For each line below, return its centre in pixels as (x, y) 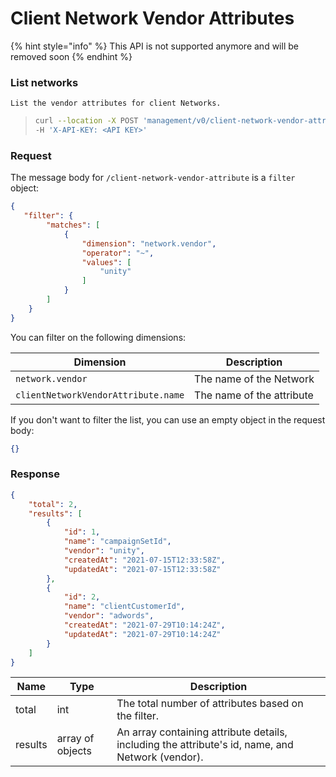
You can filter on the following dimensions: (98, 337)
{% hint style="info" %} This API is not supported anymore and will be (154, 46)
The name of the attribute (254, 395)
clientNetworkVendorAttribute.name (100, 395)
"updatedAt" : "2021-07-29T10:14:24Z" (142, 634)
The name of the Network (254, 379)
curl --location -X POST (86, 121)
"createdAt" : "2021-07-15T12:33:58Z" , (144, 560)
